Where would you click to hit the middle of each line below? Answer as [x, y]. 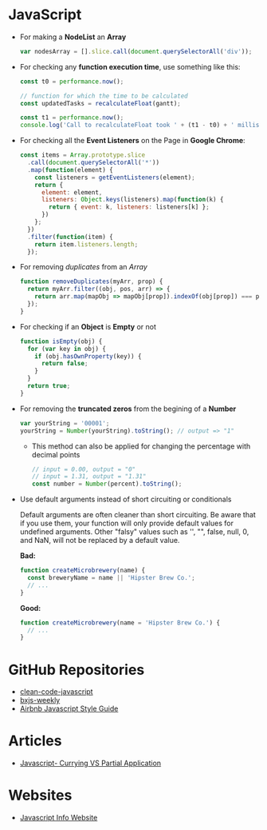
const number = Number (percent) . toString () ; [107, 484]
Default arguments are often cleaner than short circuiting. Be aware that [138, 515]
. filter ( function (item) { [70, 237]
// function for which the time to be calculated [104, 96]
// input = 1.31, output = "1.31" [89, 477]
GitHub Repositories [77, 670]
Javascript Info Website [59, 818]
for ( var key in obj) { [67, 349]
